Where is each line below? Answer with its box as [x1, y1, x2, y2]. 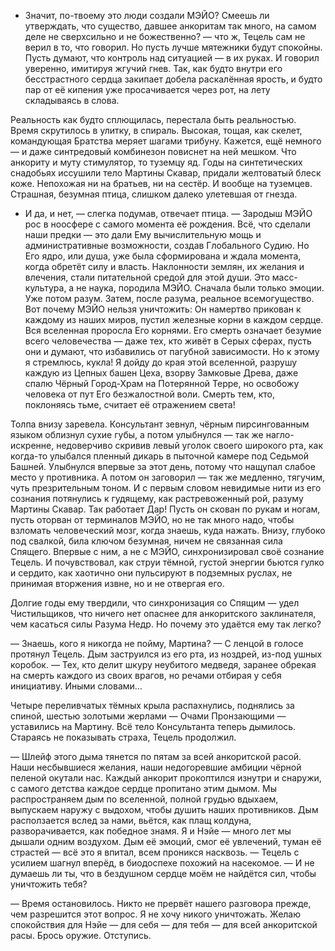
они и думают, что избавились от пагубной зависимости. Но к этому [24, 346, 320, 357]
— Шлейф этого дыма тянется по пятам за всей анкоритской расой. [10, 751, 302, 762]
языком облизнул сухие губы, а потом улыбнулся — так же [10, 429, 264, 440]
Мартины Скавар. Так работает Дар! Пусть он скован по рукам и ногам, [10, 503, 321, 515]
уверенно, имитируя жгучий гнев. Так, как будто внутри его [24, 63, 283, 74]
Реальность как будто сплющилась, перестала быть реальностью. [10, 114, 297, 125]
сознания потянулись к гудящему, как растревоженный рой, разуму [10, 493, 304, 504]
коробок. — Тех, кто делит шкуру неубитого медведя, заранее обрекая [10, 659, 317, 670]
